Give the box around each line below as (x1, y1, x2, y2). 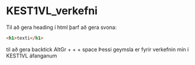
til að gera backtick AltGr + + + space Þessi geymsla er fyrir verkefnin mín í (6, 45, 189, 53)
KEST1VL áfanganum (6, 52, 57, 59)
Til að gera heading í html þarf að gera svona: (6, 24, 117, 31)
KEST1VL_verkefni (6, 4, 98, 18)
